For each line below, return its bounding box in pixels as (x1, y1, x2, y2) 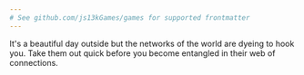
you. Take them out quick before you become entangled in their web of (9, 47, 276, 59)
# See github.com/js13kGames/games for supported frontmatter (9, 13, 250, 23)
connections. (9, 57, 59, 68)
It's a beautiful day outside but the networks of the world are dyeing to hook (9, 38, 295, 49)
